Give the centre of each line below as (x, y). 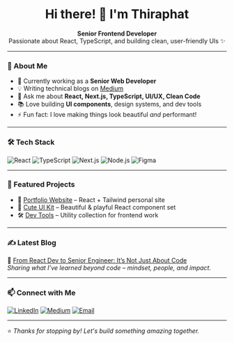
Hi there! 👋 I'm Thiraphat (117, 14)
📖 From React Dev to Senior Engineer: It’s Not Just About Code (97, 261)
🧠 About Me (28, 65)
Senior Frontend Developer (117, 33)
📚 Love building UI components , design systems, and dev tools (109, 104)
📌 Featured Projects (41, 185)
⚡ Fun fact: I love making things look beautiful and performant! (107, 115)
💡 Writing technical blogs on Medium (70, 88)
